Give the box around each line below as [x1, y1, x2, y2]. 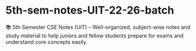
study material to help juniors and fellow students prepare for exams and [5, 32, 184, 39]
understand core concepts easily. [5, 38, 88, 45]
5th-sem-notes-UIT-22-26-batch [5, 4, 175, 17]
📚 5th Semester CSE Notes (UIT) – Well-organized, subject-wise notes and [5, 23, 191, 30]
